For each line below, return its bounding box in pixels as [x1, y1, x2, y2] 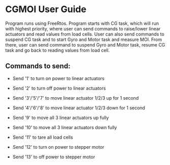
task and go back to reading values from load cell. [5, 47, 110, 53]
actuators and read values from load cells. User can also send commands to [5, 31, 165, 37]
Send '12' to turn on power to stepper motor [12, 144, 105, 150]
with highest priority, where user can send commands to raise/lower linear [5, 25, 161, 31]
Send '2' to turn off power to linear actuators [12, 85, 106, 91]
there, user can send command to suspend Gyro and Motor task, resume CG [5, 42, 165, 48]
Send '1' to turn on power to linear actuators [12, 75, 105, 81]
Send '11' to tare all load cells [12, 134, 74, 140]
